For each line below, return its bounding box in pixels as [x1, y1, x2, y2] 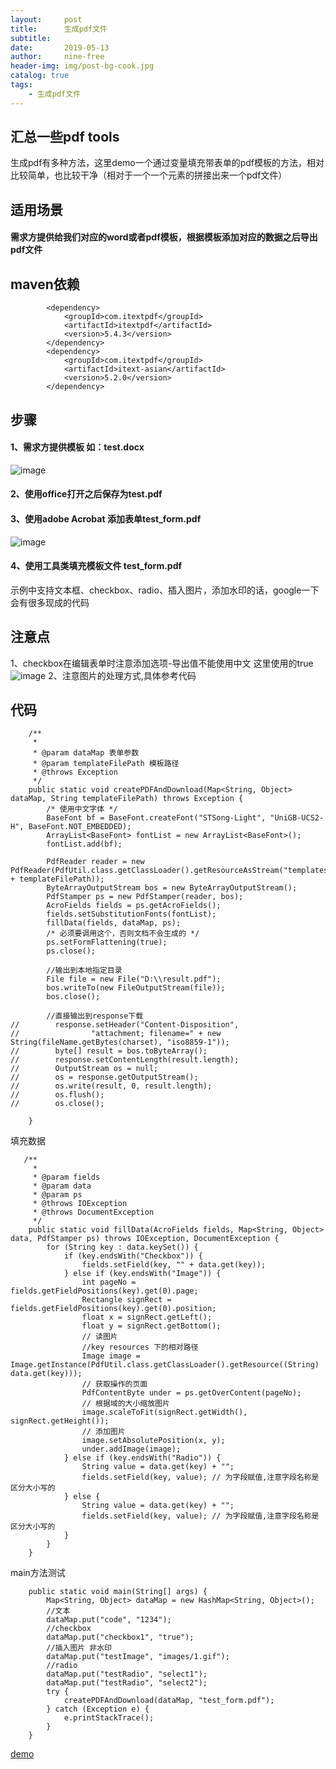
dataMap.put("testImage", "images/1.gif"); [46, 1652, 230, 1662]
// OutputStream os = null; [10, 1064, 159, 1074]
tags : [10, 80, 33, 90]
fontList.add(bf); [46, 839, 123, 850]
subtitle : [10, 33, 52, 43]
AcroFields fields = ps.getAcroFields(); [46, 901, 222, 911]
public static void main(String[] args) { [28, 1587, 208, 1597]
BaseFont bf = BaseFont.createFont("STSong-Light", [46, 813, 267, 823]
